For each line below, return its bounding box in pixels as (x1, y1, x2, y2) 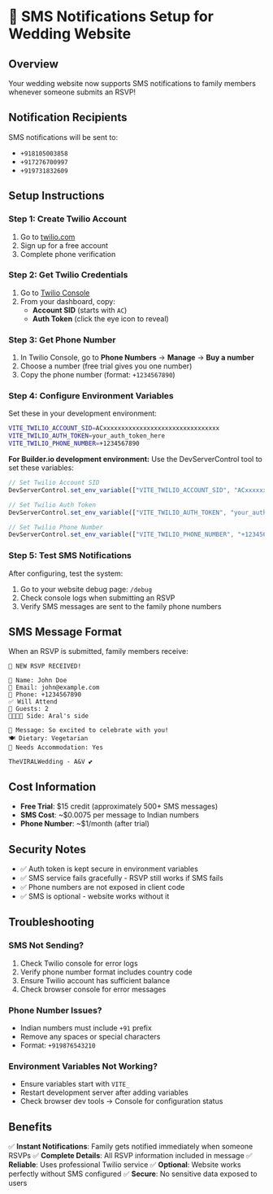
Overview (8, 57, 59, 71)
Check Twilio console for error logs (19, 958, 138, 968)
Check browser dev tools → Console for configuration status (19, 1096, 223, 1106)
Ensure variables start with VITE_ (19, 1079, 130, 1089)
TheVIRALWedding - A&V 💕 (8, 758, 93, 766)
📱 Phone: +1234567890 (8, 691, 82, 699)
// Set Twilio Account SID (8, 479, 100, 487)
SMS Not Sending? (8, 939, 84, 951)
